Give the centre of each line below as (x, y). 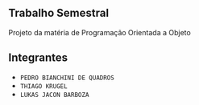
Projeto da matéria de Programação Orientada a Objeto (99, 32)
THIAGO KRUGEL (44, 86)
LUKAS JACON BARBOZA (54, 95)
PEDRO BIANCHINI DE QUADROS (67, 78)
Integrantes (38, 58)
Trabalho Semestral (59, 13)
